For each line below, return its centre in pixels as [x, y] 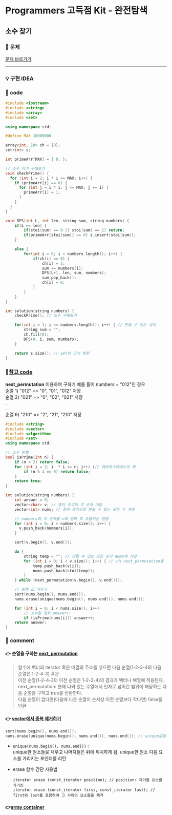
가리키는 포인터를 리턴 [44, 759]
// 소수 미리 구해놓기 [25, 168]
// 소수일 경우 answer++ [48, 613]
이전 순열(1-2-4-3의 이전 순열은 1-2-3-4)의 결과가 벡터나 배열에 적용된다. [91, 680]
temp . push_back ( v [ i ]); [57, 566]
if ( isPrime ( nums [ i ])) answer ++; [59, 618]
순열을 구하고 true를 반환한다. [53, 693]
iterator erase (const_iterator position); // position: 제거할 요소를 [88, 780]
